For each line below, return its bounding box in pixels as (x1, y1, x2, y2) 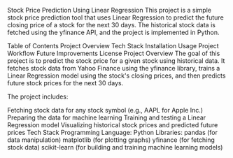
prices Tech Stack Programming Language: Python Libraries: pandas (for (7, 129, 218, 136)
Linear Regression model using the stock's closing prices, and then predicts (7, 71, 226, 80)
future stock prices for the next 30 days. (7, 79, 124, 87)
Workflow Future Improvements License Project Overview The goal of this (7, 49, 220, 57)
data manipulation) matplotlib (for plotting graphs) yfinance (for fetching (7, 136, 216, 144)
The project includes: (7, 92, 69, 101)
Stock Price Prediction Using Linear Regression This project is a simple (7, 6, 212, 14)
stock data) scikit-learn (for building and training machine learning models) (7, 143, 223, 151)
